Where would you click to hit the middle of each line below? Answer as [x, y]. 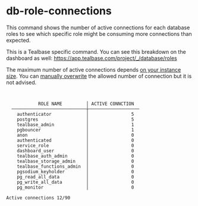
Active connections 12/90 [38, 198]
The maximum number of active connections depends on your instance [94, 69]
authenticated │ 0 [76, 140]
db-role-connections [59, 11]
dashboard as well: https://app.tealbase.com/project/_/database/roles [92, 58]
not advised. [21, 82]
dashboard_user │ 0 [76, 150]
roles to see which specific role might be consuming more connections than [99, 33]
